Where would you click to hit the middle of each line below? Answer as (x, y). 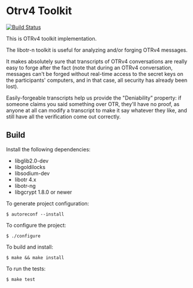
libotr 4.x (25, 179)
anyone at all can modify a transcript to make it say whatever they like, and (96, 110)
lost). (12, 86)
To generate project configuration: (48, 203)
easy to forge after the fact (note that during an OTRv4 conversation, (89, 67)
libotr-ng (25, 186)
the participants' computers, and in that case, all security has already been (97, 80)
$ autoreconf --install (35, 214)
